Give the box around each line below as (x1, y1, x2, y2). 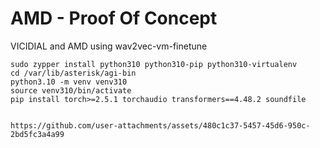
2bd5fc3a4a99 (10, 129, 65, 139)
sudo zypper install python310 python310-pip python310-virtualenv (10, 59, 298, 69)
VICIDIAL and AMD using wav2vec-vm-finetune (10, 40, 208, 52)
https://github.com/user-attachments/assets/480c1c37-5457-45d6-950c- (10, 120, 311, 131)
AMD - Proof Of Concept (10, 7, 218, 30)
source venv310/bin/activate (10, 85, 132, 96)
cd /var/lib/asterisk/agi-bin (10, 68, 137, 78)
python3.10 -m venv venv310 (10, 77, 128, 87)
